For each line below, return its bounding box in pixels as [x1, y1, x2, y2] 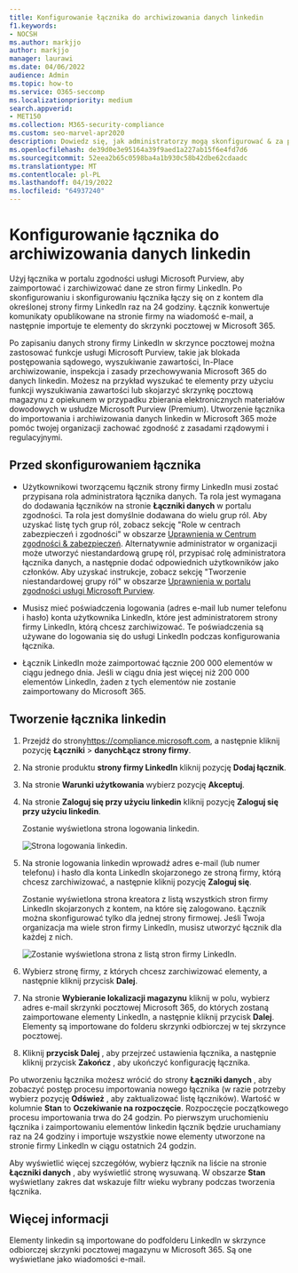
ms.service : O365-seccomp [9, 87, 105, 96]
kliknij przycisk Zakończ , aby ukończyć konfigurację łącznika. [21, 1057, 251, 1068]
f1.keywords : [9, 21, 58, 30]
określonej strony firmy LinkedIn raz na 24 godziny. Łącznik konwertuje [9, 301, 271, 312]
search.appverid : [9, 104, 74, 113]
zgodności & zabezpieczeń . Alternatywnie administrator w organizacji [21, 538, 278, 548]
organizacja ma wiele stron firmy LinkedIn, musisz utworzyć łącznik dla [21, 922, 282, 933]
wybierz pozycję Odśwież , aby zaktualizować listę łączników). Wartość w [9, 1093, 281, 1103]
